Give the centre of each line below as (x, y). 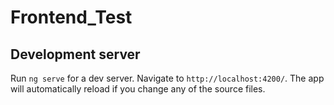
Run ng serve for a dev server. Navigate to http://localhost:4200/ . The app (167, 78)
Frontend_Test (71, 17)
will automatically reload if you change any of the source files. (138, 89)
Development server (75, 54)
